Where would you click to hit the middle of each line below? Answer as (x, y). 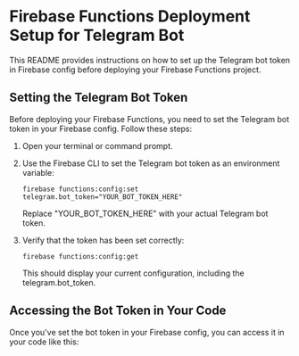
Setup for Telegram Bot (97, 35)
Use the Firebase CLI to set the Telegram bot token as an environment (151, 163)
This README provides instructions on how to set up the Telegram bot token (150, 60)
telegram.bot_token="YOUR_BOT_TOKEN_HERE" (102, 197)
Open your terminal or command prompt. (97, 145)
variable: (38, 172)
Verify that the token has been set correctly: (103, 240)
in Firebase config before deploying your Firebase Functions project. (135, 70)
